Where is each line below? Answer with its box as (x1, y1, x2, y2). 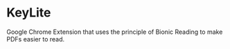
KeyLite (6, 5, 51, 21)
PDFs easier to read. (6, 35, 65, 43)
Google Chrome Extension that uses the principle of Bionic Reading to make (6, 28, 223, 36)
